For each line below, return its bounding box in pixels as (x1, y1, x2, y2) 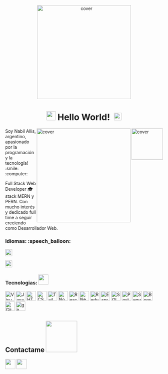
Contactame (5, 345, 45, 354)
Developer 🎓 (5, 186, 33, 192)
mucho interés (5, 204, 35, 210)
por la (5, 144, 17, 150)
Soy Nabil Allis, (5, 128, 36, 134)
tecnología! (5, 160, 28, 166)
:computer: (5, 170, 28, 177)
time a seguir (5, 214, 32, 220)
